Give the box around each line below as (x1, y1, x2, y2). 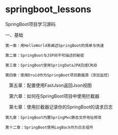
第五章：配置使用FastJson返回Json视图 (9, 82, 92, 88)
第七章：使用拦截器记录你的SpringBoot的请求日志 (9, 103, 113, 110)
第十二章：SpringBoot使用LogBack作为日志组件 (5, 125, 94, 130)
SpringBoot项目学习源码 (5, 21, 56, 27)
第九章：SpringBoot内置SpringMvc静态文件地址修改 (5, 115, 102, 120)
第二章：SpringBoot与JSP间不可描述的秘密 (5, 52, 84, 58)
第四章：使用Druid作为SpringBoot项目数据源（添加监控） (5, 72, 112, 77)
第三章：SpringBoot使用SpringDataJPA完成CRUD (5, 63, 98, 68)
